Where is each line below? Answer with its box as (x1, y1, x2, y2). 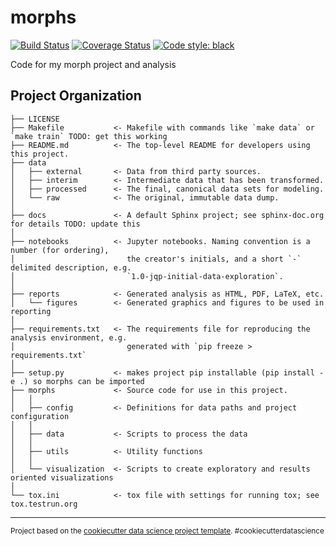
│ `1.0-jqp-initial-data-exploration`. (10, 271, 284, 281)
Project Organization (10, 87, 142, 105)
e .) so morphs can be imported (10, 376, 145, 386)
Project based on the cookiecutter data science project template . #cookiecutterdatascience (10, 526, 325, 536)
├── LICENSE (10, 114, 60, 124)
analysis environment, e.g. (10, 332, 128, 343)
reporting (10, 306, 52, 316)
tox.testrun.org (10, 499, 78, 509)
